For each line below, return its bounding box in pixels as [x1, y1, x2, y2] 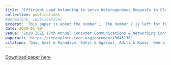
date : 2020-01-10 [5, 26, 42, 31]
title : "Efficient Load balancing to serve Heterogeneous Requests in [5, 7, 158, 13]
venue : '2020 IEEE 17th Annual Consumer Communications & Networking [5, 31, 156, 36]
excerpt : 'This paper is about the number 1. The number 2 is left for [5, 21, 160, 27]
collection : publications [5, 12, 60, 17]
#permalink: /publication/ [5, 17, 63, 22]
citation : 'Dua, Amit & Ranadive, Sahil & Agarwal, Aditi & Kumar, [5, 40, 152, 45]
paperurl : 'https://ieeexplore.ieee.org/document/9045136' [5, 36, 133, 41]
